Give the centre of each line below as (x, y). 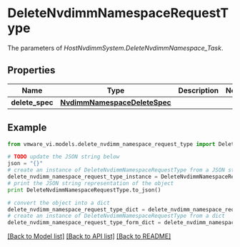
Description (199, 90)
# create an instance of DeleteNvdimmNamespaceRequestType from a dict (116, 216)
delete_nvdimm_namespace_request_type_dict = (76, 209)
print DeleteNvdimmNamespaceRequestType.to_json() (84, 190)
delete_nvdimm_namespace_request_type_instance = (83, 177)
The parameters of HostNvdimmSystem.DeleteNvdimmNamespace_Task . (115, 48)
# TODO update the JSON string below (64, 157)
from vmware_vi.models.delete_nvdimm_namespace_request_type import (111, 144)
